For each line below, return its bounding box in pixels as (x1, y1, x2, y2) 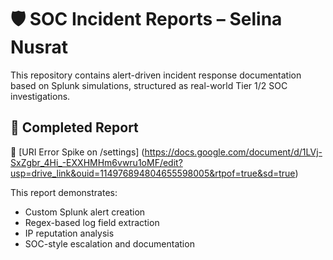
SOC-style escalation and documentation (24, 237, 195, 250)
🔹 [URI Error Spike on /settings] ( (10, 146, 145, 158)
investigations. (10, 90, 71, 102)
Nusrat (10, 36, 68, 59)
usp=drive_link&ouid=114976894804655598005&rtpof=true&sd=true (10, 167, 296, 179)
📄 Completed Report (10, 119, 139, 136)
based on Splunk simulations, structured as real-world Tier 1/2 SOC (10, 79, 288, 91)
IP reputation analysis (24, 227, 115, 239)
